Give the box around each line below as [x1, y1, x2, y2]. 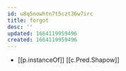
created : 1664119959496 [7, 37, 78, 44]
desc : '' [7, 23, 33, 30]
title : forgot [7, 17, 50, 24]
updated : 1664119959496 [7, 30, 78, 37]
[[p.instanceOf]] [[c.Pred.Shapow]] [17, 56, 120, 64]
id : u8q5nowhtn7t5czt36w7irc [7, 10, 93, 18]
